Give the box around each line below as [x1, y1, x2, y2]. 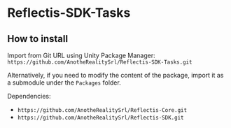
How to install [7, 33, 69, 45]
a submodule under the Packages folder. [7, 78, 121, 87]
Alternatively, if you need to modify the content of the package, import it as [7, 71, 224, 79]
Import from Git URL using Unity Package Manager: [7, 51, 155, 59]
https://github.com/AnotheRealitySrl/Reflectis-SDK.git [17, 114, 184, 121]
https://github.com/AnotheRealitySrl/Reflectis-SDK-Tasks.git [7, 59, 192, 66]
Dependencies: [7, 92, 51, 100]
